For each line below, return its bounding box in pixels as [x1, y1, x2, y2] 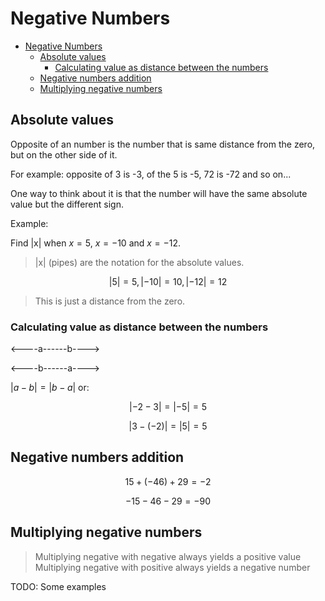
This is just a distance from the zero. [34, 295, 186, 307]
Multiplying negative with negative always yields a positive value [34, 550, 302, 562]
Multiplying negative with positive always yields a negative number [34, 561, 311, 573]
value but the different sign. [10, 198, 124, 210]
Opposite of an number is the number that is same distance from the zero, [10, 138, 316, 150]
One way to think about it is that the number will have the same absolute [10, 187, 308, 199]
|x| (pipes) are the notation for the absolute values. [34, 256, 245, 268]
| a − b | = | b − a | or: [10, 382, 90, 394]
